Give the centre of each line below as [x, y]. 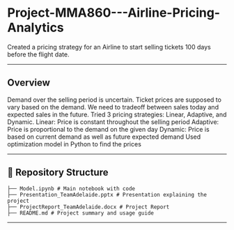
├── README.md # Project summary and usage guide [81, 213]
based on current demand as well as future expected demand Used [104, 137]
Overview [29, 83]
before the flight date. [38, 54]
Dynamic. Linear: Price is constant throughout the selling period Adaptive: [113, 122]
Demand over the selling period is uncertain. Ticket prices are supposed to [114, 100]
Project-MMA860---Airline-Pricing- [114, 13]
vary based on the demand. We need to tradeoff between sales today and [113, 107]
